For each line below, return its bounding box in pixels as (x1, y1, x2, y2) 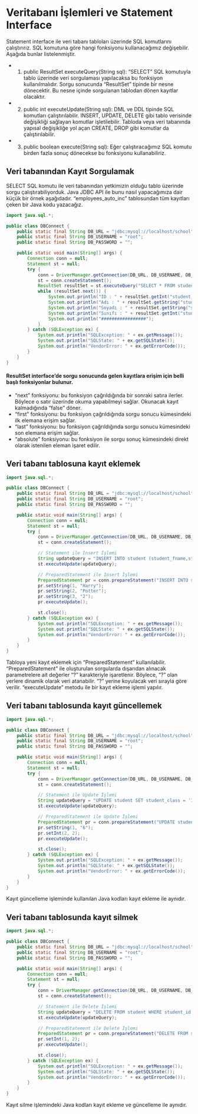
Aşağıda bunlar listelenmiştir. (6, 50, 76, 57)
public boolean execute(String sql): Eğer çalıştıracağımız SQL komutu (23, 143, 192, 150)
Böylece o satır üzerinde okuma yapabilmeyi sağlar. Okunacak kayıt (14, 398, 179, 405)
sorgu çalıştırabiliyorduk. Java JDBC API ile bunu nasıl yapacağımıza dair (6, 189, 183, 196)
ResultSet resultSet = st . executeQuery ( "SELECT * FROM (37, 283, 176, 289)
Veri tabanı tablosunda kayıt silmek (6, 912, 138, 922)
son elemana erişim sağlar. (14, 429, 80, 436)
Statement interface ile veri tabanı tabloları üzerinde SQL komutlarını (6, 38, 172, 45)
